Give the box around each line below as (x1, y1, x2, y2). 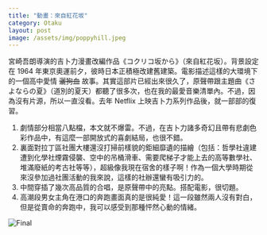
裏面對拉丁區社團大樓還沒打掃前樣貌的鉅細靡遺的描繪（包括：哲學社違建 (19, 143, 257, 152)
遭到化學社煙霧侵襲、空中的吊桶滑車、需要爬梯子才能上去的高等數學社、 (19, 152, 257, 163)
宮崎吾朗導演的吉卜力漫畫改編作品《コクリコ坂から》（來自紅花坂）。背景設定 (8, 56, 259, 66)
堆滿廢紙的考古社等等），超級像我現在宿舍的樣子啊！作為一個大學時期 (19, 163, 246, 172)
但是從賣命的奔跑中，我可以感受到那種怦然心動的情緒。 (19, 202, 201, 212)
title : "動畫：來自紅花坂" (8, 11, 88, 20)
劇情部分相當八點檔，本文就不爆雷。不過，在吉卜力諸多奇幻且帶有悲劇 (19, 123, 250, 133)
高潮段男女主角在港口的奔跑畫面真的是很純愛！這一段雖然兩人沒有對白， (19, 192, 257, 202)
